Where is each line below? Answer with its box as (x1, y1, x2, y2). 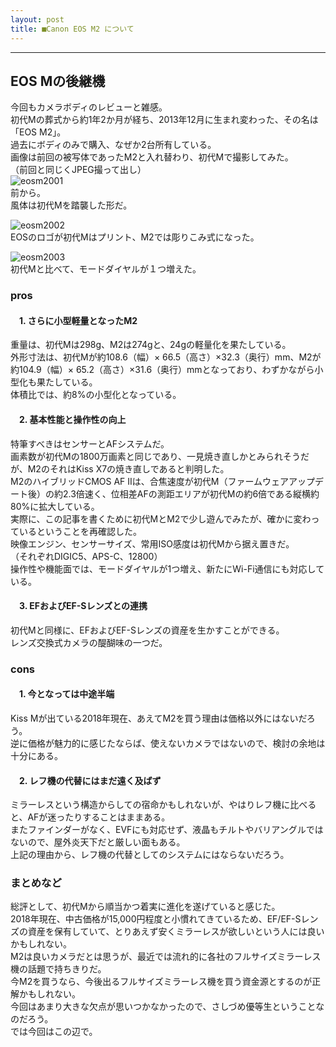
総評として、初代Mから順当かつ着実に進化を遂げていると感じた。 (10, 901, 281, 913)
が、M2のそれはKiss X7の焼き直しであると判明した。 (10, 462, 230, 475)
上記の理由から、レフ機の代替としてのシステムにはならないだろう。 (10, 849, 290, 861)
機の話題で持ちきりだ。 (10, 963, 107, 975)
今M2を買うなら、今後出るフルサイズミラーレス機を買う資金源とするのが (10, 976, 313, 988)
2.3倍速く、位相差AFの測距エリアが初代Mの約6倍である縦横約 (62, 487, 320, 500)
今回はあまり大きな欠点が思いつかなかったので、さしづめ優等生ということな (10, 1001, 325, 1013)
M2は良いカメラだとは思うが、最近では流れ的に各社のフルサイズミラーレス (10, 951, 322, 963)
